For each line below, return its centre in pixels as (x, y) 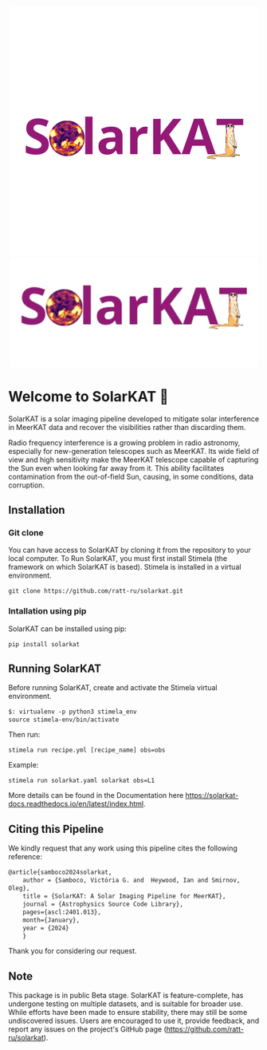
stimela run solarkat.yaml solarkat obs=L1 (82, 781)
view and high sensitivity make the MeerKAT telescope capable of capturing (133, 460)
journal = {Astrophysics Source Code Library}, (103, 904)
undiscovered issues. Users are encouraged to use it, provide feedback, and (134, 1020)
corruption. (27, 485)
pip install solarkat (44, 644)
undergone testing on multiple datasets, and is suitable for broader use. (126, 1004)
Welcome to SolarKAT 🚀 (88, 396)
